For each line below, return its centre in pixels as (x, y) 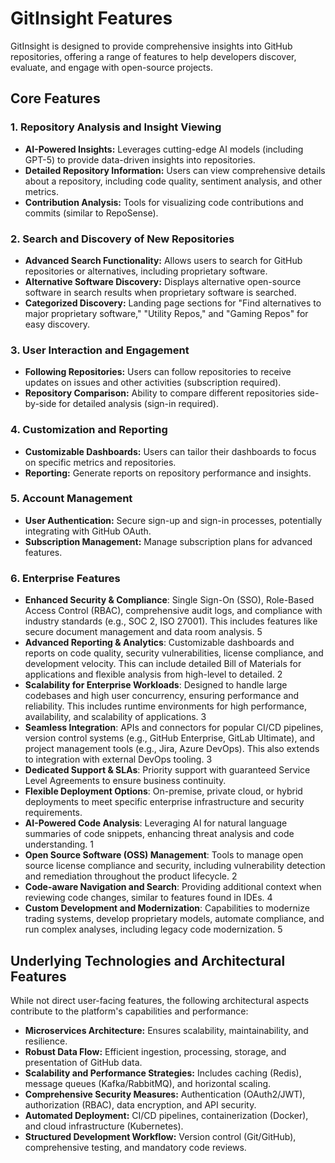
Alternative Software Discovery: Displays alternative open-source (163, 281)
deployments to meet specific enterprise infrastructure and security (164, 802)
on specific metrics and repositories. (100, 462)
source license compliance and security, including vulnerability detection (175, 866)
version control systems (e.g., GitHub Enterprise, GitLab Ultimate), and (170, 738)
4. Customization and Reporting (89, 430)
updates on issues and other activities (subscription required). (153, 383)
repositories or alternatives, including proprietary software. (146, 271)
